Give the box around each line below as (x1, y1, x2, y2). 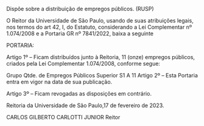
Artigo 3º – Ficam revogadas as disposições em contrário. (6, 90, 152, 97)
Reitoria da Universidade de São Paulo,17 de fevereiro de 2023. (6, 102, 164, 109)
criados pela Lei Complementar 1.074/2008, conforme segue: (6, 60, 160, 67)
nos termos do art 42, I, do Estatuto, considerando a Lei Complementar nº (6, 24, 192, 30)
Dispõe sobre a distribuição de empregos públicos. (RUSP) (6, 5, 154, 12)
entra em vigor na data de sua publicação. (6, 79, 113, 85)
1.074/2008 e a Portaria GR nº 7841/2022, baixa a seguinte (6, 30, 154, 37)
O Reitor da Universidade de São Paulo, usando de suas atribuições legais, (6, 17, 194, 24)
